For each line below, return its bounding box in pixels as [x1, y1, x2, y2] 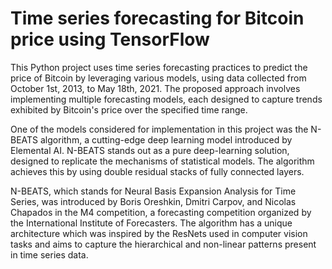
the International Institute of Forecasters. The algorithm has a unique [10, 217, 293, 229]
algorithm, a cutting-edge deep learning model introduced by [40, 133, 293, 146]
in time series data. [10, 248, 89, 261]
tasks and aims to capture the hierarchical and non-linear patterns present [10, 238, 317, 250]
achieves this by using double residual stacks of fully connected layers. [10, 165, 305, 177]
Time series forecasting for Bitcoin [10, 7, 305, 30]
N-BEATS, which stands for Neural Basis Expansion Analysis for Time [10, 185, 297, 197]
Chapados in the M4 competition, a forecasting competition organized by [10, 206, 312, 218]
